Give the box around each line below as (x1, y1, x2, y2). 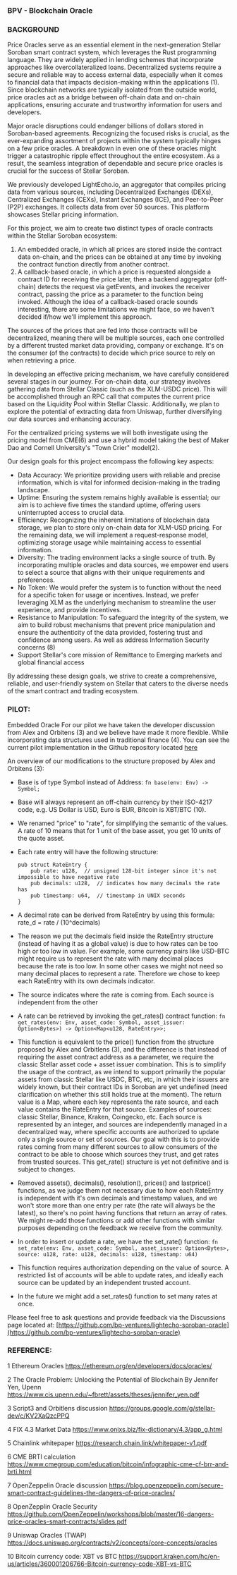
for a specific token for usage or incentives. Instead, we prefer (17, 591, 199, 600)
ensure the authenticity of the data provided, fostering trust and (17, 628, 203, 637)
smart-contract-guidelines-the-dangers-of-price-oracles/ (7, 1488, 176, 1497)
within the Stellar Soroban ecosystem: (7, 231, 118, 240)
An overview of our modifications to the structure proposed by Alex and (7, 757, 216, 765)
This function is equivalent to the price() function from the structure (17, 1038, 214, 1046)
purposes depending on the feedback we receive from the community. (17, 1223, 224, 1232)
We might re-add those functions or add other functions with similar (17, 1216, 215, 1224)
